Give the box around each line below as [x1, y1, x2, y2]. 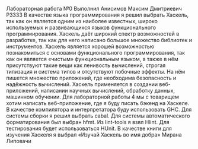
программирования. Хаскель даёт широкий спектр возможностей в [6, 30, 180, 37]
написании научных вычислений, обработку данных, [40, 87, 175, 94]
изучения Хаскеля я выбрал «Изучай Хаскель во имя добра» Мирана [6, 131, 182, 138]
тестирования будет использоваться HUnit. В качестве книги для [6, 125, 172, 132]
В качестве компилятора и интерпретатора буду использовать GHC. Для [6, 106, 192, 113]
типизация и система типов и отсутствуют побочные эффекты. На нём [6, 68, 186, 75]
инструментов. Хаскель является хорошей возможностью [6, 43, 155, 50]
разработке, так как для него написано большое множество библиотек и [6, 37, 193, 43]
